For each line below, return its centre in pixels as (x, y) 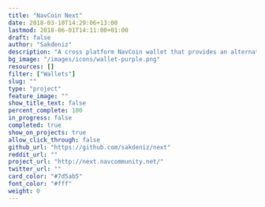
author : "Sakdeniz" (40, 45)
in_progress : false (40, 118)
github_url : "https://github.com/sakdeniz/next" (90, 147)
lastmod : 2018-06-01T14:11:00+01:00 (68, 30)
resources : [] (32, 67)
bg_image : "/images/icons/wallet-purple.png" (84, 60)
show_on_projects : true (47, 132)
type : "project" (35, 89)
